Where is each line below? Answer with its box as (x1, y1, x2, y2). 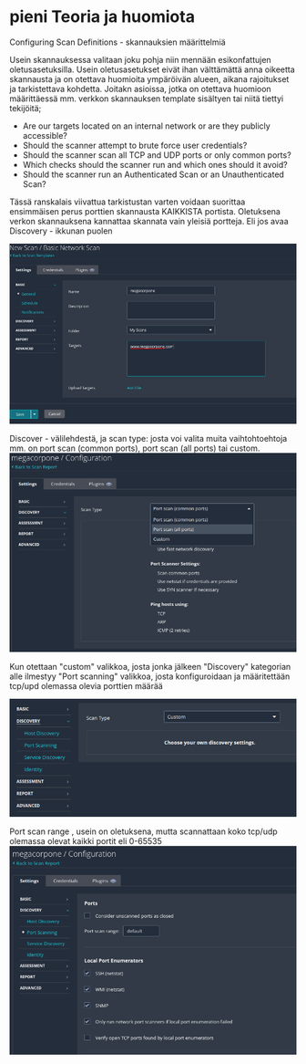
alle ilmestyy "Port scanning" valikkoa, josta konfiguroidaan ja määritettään (9, 671, 291, 682)
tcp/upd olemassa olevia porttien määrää (9, 681, 164, 692)
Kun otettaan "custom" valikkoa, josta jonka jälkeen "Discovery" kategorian (9, 662, 291, 673)
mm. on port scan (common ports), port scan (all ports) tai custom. (9, 443, 260, 454)
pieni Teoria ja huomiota (9, 6, 196, 27)
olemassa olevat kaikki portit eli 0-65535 (9, 835, 162, 846)
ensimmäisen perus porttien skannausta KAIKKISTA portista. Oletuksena (9, 205, 280, 216)
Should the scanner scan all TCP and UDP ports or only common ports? (22, 149, 291, 161)
